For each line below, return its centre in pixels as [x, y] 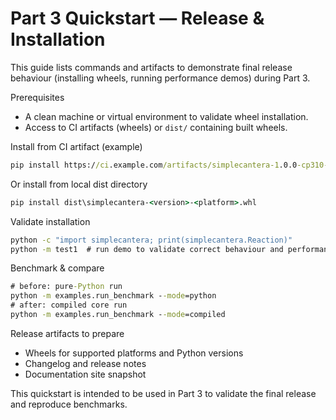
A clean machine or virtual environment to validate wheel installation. [166, 116]
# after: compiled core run [69, 305]
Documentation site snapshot [85, 374]
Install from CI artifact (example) [76, 146]
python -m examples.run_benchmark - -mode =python [113, 296]
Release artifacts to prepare [67, 333]
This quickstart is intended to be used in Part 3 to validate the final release [163, 393]
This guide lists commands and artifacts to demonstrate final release [151, 67]
